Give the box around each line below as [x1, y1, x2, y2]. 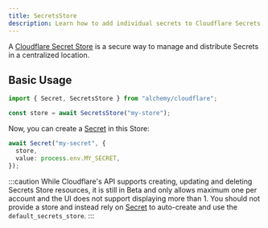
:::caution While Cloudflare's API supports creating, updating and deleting [8, 176, 253, 186]
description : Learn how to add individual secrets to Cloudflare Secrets [8, 19, 262, 27]
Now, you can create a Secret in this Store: [8, 124, 150, 134]
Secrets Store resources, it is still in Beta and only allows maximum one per [8, 184, 258, 194]
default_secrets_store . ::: [8, 210, 95, 220]
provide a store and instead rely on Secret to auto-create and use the [8, 202, 237, 212]
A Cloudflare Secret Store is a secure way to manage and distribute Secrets [8, 41, 259, 51]
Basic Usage [8, 73, 72, 87]
